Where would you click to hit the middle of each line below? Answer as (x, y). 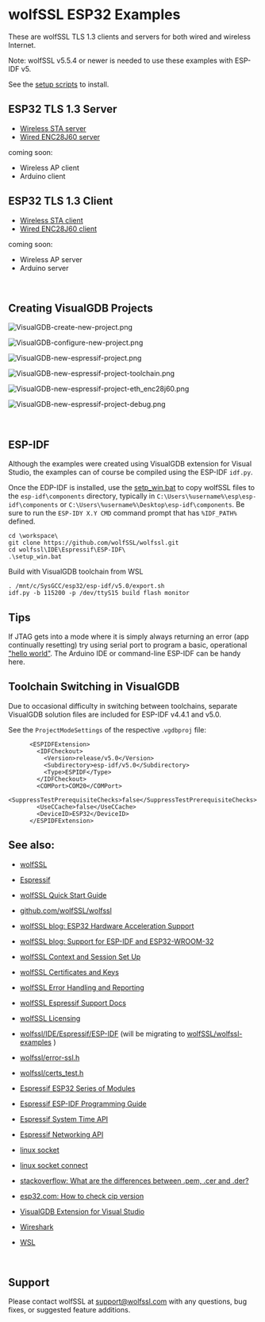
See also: (32, 845)
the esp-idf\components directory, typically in (82, 496)
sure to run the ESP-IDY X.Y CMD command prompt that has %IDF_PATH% (123, 513)
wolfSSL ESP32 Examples (94, 15)
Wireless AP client (49, 168)
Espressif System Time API (64, 1119)
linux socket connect (54, 1165)
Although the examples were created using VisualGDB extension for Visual (130, 464)
